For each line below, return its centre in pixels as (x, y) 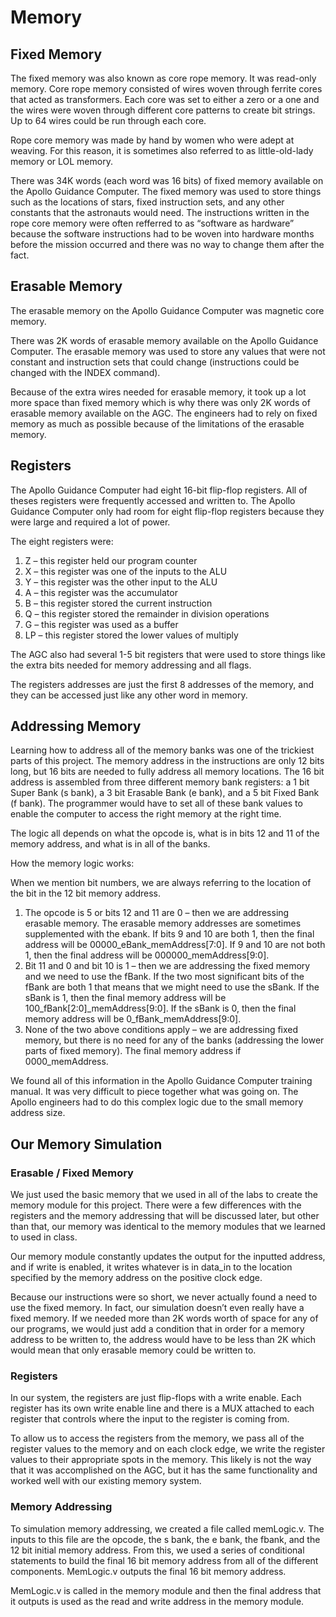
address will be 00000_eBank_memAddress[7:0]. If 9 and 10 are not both (175, 945)
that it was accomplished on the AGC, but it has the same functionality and (164, 1470)
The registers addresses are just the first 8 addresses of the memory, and (162, 684)
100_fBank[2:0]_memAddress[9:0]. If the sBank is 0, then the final (160, 1008)
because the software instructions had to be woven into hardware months (162, 234)
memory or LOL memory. (61, 161)
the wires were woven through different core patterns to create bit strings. (163, 110)
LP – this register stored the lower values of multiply (131, 635)
